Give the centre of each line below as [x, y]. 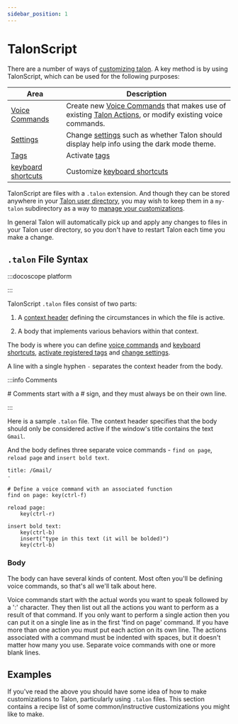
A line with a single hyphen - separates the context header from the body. [115, 367]
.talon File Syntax [48, 259]
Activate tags [88, 155]
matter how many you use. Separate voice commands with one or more [112, 645]
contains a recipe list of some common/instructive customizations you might [119, 707]
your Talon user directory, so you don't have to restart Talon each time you [116, 229]
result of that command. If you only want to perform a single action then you [119, 615]
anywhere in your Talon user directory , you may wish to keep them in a [110, 201]
